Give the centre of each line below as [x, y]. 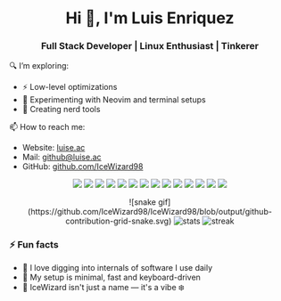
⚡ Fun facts [34, 245]
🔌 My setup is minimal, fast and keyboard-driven [111, 277]
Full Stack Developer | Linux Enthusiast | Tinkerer [150, 46]
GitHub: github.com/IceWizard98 [83, 167]
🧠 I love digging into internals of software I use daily [117, 267]
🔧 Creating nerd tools [61, 110]
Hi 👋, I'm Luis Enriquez [150, 18]
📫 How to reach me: [47, 127]
